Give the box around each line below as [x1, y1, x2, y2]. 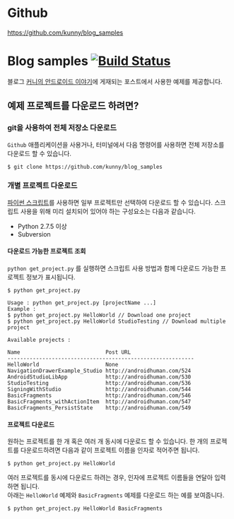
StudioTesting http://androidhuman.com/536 [7, 380, 192, 387]
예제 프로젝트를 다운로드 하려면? [7, 100, 139, 112]
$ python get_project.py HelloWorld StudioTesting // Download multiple [7, 318, 226, 326]
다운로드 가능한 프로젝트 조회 [7, 247, 86, 256]
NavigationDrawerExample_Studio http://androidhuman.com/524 [7, 367, 192, 375]
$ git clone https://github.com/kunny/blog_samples [7, 163, 163, 170]
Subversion [17, 229, 51, 238]
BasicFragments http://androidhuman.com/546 [7, 392, 192, 400]
